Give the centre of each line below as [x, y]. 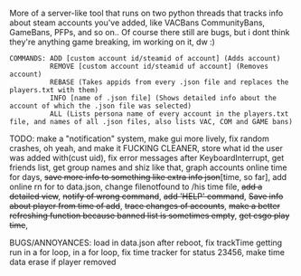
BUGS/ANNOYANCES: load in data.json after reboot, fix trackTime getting [146, 243]
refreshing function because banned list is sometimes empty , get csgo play [150, 215]
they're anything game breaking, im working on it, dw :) [112, 42]
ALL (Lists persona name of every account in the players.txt [169, 114]
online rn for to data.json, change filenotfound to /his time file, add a [136, 186]
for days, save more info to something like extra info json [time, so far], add [148, 177]
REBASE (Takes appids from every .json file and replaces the [169, 82]
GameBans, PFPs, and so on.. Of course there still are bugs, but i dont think [150, 32]
